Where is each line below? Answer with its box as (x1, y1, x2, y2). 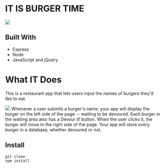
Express (12, 46, 29, 52)
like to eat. (5, 96, 26, 101)
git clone (5, 154, 26, 159)
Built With (5, 33, 36, 42)
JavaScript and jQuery (12, 57, 58, 63)
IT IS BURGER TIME (5, 3, 85, 14)
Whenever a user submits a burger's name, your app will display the (11, 105, 150, 111)
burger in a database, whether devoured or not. (5, 127, 102, 133)
